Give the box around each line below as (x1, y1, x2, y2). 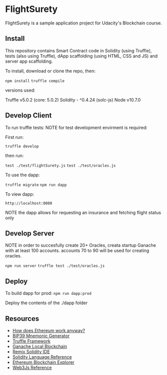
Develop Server (5, 229, 55, 238)
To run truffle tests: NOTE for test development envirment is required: (5, 125, 148, 130)
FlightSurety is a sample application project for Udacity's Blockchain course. (5, 20, 162, 26)
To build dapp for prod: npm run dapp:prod (5, 290, 92, 296)
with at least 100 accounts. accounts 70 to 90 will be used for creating (5, 248, 150, 253)
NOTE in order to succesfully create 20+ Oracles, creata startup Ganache (5, 243, 156, 249)
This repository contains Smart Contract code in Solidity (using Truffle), (5, 47, 152, 53)
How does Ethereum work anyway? (12, 328, 85, 333)
